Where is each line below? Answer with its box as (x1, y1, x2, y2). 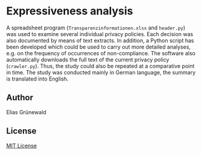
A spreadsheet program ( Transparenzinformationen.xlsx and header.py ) (6, 24, 186, 31)
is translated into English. (6, 75, 69, 82)
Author (6, 93, 33, 103)
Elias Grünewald (6, 108, 46, 115)
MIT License (6, 142, 37, 149)
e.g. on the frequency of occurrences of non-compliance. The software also (6, 49, 196, 56)
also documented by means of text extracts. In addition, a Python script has (6, 37, 194, 44)
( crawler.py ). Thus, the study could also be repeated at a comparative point (6, 62, 195, 70)
